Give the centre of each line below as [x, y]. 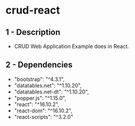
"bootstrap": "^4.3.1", [39, 79]
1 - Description [33, 32]
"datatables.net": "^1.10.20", [48, 85]
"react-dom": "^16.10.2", [43, 111]
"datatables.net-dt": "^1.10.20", [52, 92]
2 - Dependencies [39, 65]
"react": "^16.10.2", [37, 104]
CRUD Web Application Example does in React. [72, 46]
